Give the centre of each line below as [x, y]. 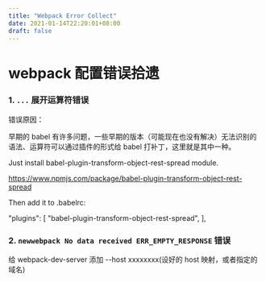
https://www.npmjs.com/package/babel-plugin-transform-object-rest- [125, 178]
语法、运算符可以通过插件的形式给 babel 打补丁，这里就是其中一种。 [122, 147]
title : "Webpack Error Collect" [62, 16]
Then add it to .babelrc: [47, 202]
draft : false [30, 31]
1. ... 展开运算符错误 [49, 100]
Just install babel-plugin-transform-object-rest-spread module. [114, 163]
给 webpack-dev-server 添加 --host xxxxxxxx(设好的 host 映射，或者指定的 [133, 259]
